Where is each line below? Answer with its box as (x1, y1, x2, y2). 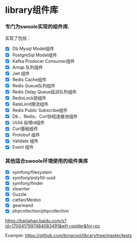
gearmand (12, 202, 33, 209)
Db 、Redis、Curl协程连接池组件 (12, 113, 78, 119)
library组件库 (5, 4, 58, 16)
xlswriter (12, 186, 30, 192)
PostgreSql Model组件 (12, 52, 57, 58)
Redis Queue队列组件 (12, 82, 55, 88)
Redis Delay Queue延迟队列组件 (12, 89, 77, 95)
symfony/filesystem (12, 169, 53, 175)
